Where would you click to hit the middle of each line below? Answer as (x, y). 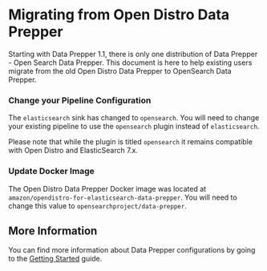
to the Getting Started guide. (55, 259)
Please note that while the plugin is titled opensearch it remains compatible (130, 142)
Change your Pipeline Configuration (80, 100)
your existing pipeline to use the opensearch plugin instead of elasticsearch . (134, 127)
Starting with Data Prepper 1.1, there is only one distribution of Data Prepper (133, 54)
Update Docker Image (51, 172)
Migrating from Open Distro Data (119, 15)
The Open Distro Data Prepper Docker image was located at (107, 188)
